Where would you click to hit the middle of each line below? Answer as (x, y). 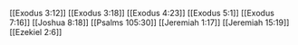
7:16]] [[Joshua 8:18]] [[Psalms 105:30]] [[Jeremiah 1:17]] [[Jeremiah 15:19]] (149, 22)
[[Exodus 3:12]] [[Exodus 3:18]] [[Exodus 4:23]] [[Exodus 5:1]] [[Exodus (142, 13)
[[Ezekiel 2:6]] (36, 32)
